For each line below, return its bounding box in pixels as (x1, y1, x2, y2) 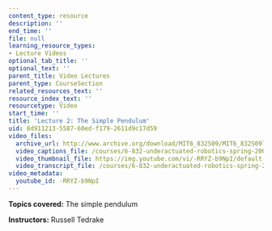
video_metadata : (8, 170, 63, 178)
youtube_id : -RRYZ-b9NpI (15, 177, 100, 186)
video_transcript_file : (15, 162, 96, 170)
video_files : (8, 132, 53, 140)
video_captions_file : (15, 147, 89, 155)
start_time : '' (8, 110, 60, 118)
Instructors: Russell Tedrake (8, 215, 104, 225)
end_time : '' (8, 27, 53, 35)
